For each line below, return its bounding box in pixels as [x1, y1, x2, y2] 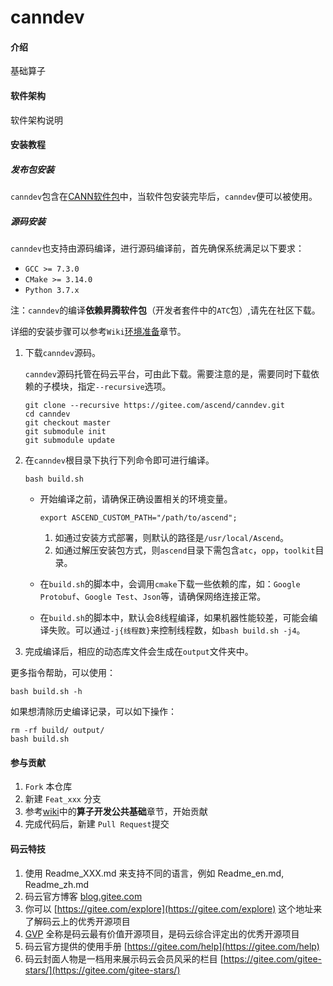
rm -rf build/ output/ [10, 726, 105, 736]
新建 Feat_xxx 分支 [24, 793, 102, 805]
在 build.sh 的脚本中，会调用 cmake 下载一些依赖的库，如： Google [39, 578, 301, 590]
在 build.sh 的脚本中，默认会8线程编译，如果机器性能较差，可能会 [39, 612, 310, 624]
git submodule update [24, 436, 115, 446]
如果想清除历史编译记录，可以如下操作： [10, 706, 177, 718]
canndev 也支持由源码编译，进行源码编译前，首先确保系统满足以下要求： [10, 242, 305, 255]
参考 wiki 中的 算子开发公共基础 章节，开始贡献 [24, 806, 208, 818]
